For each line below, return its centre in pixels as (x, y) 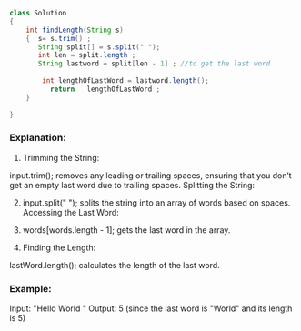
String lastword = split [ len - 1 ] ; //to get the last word (154, 64)
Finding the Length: (59, 247)
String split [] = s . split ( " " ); (99, 47)
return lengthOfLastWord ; (105, 89)
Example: (30, 288)
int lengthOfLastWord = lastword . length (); (125, 81)
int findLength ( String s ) (75, 30)
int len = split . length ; (87, 55)
